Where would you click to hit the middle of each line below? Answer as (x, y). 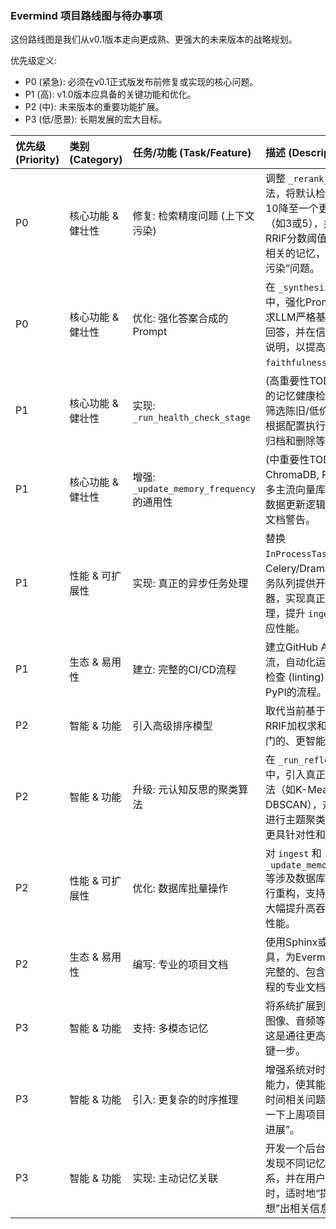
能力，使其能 (295, 1085)
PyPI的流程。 (295, 692)
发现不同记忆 (295, 1164)
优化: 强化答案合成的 (180, 319)
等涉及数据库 (295, 879)
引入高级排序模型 (172, 726)
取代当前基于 (295, 711)
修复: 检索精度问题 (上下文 (193, 216)
